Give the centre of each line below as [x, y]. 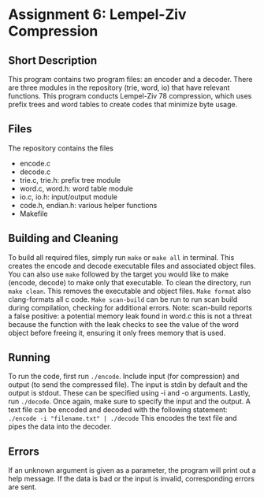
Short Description [53, 60]
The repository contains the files [61, 148]
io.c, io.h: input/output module [69, 197]
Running [30, 357]
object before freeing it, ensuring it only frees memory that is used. [117, 333]
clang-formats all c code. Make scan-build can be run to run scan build [123, 299]
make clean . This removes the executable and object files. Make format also [130, 291]
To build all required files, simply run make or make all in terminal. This [121, 257]
